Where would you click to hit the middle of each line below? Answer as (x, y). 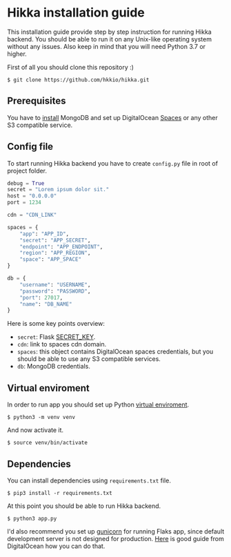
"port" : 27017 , (41, 297)
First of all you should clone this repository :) (71, 67)
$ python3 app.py (32, 518)
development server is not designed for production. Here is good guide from (115, 538)
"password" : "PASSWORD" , (55, 291)
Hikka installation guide (76, 13)
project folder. (27, 170)
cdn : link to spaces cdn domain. (62, 344)
